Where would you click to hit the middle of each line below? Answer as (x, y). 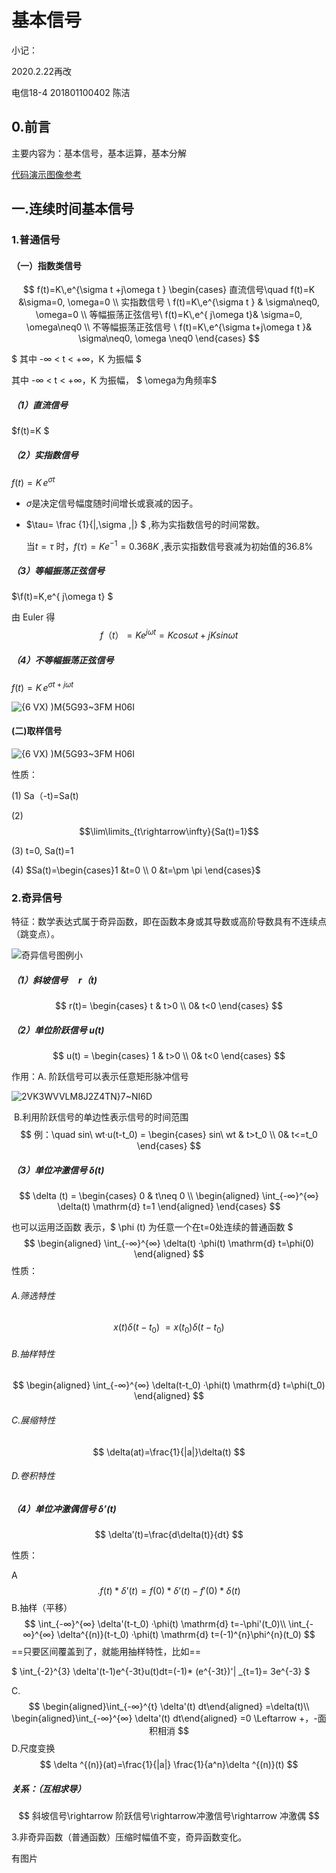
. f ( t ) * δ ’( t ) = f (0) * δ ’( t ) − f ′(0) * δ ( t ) (169, 1591)
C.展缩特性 (33, 1420)
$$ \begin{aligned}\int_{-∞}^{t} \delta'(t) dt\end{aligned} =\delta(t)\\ (169, 1707)
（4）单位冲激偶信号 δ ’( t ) (64, 1508)
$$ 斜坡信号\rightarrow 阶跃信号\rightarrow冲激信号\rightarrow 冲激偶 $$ (169, 1816)
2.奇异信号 (37, 898)
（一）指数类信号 (46, 265)
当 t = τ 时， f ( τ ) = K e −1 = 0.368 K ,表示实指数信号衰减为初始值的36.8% (169, 545)
